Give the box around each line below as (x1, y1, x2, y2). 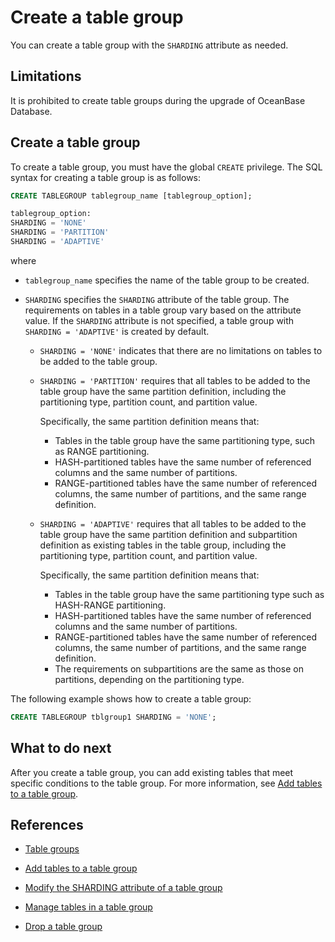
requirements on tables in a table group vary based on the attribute (24, 304, 302, 316)
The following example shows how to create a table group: (10, 692, 252, 705)
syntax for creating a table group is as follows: (10, 171, 202, 183)
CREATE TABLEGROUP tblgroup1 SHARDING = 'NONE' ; (10, 712, 217, 722)
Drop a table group (24, 921, 103, 933)
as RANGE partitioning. (54, 445, 150, 457)
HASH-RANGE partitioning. (54, 599, 167, 611)
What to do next (10, 740, 112, 757)
